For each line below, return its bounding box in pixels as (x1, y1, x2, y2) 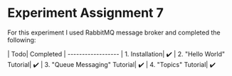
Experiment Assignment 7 (7, 5, 164, 21)
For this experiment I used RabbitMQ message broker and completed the (7, 28, 221, 37)
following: (7, 35, 36, 44)
